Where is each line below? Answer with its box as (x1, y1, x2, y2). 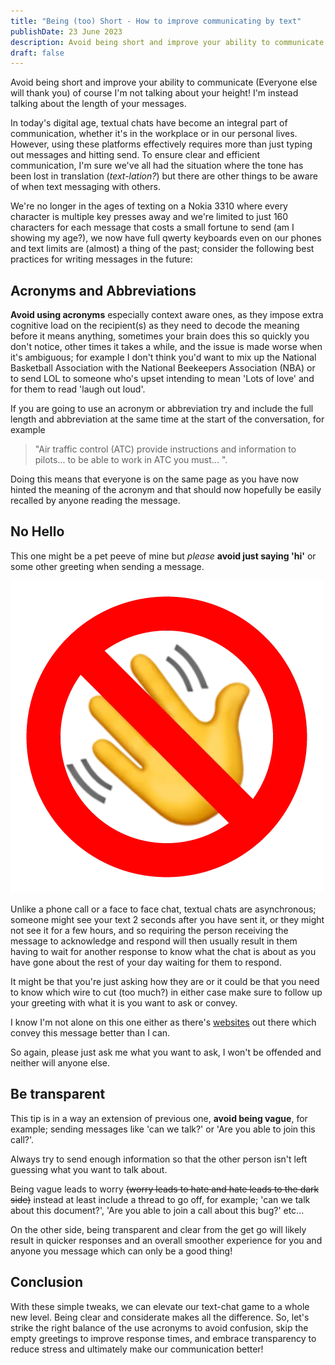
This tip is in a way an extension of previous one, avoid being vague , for (10, 1112, 308, 1124)
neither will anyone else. (10, 1056, 111, 1069)
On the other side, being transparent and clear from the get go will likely (10, 1223, 307, 1235)
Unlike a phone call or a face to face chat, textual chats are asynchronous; (10, 903, 317, 915)
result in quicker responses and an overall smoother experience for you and (10, 1234, 323, 1246)
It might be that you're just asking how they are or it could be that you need (10, 975, 320, 987)
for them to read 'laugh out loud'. (10, 383, 146, 395)
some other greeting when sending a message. (10, 560, 205, 572)
